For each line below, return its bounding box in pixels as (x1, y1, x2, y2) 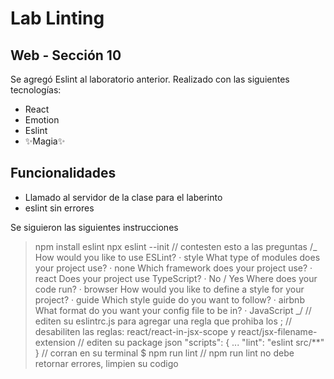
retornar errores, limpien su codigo (34, 357, 179, 369)
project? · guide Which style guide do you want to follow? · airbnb (34, 293, 305, 306)
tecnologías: (10, 84, 62, 96)
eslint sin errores (24, 202, 95, 214)
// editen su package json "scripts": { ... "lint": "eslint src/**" (77, 336, 325, 348)
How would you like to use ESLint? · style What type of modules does (34, 251, 321, 263)
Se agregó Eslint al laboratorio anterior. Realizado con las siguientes (10, 73, 290, 85)
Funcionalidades (10, 165, 117, 182)
